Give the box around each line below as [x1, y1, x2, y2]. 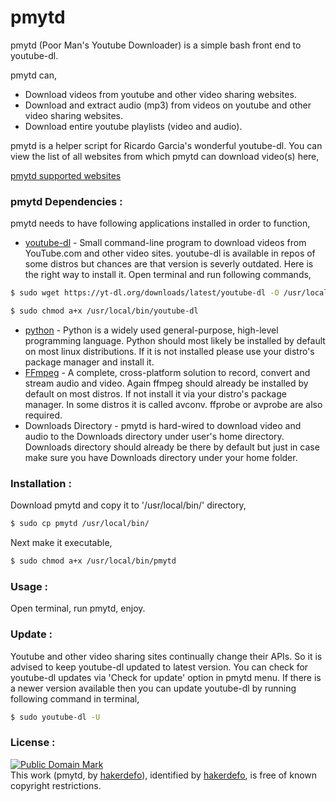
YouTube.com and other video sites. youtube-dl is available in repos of [24, 247, 316, 260]
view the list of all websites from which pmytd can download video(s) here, [10, 150, 320, 162]
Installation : [10, 476, 72, 490]
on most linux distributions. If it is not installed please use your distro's [24, 345, 315, 357]
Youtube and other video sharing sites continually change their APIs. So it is [10, 650, 323, 662]
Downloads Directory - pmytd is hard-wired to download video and [24, 419, 302, 431]
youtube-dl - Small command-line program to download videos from [24, 237, 307, 249]
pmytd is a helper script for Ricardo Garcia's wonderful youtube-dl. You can [10, 139, 323, 151]
